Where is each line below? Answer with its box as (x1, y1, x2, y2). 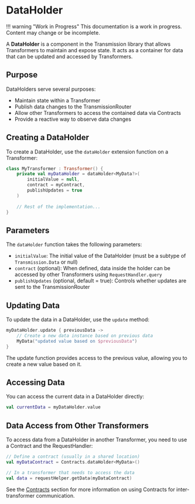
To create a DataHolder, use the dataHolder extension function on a (6, 148, 169, 155)
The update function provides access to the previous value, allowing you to (6, 354, 187, 361)
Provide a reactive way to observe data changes (14, 115, 132, 122)
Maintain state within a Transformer (14, 97, 101, 104)
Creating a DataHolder (6, 132, 90, 142)
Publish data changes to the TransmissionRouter (14, 103, 132, 110)
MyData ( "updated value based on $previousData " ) (16, 338, 138, 344)
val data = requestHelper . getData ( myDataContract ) (6, 475, 132, 481)
